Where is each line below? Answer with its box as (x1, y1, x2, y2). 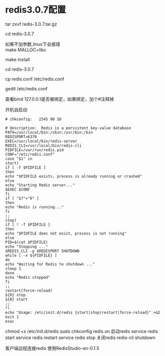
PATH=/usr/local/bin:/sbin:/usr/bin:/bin (5, 130, 93, 135)
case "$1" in (5, 156, 33, 161)
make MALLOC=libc (5, 47, 47, 53)
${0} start (5, 297, 28, 302)
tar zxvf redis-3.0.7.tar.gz (5, 21, 57, 27)
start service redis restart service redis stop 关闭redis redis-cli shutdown (5, 334, 155, 340)
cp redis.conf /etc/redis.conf (5, 76, 65, 82)
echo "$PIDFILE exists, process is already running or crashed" (5, 174, 142, 179)
